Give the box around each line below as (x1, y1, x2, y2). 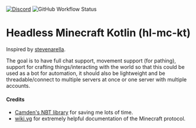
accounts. (6, 82, 31, 89)
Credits (6, 96, 25, 103)
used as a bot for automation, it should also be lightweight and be (6, 70, 165, 77)
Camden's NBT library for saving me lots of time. (14, 109, 133, 116)
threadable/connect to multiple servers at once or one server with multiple (6, 76, 187, 83)
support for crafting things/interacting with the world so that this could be (6, 63, 185, 70)
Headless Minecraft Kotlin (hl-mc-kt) (6, 27, 191, 40)
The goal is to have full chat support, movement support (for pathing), (6, 57, 176, 64)
